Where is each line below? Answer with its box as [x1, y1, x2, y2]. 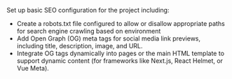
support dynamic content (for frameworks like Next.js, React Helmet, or [16, 57, 224, 65]
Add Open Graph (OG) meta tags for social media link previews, [16, 34, 201, 43]
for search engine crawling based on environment [16, 27, 161, 35]
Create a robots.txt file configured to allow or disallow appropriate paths [16, 20, 225, 27]
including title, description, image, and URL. [16, 42, 143, 50]
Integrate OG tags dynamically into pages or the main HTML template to [16, 49, 225, 57]
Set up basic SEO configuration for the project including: [6, 6, 170, 14]
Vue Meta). [16, 64, 50, 72]
